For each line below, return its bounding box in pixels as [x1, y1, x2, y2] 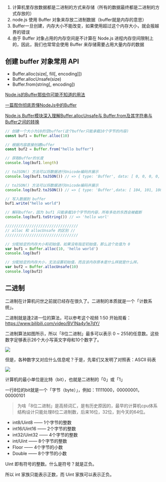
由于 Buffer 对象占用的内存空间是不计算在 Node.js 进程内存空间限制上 [12, 35, 154, 41]
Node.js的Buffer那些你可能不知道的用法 [5, 91, 85, 98]
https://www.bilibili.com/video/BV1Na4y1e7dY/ [5, 320, 100, 326]
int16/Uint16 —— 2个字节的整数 [12, 426, 76, 431]
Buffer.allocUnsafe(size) [12, 76, 62, 82]
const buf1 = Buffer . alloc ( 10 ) [5, 133, 70, 138]
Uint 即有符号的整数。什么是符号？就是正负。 [5, 461, 97, 467]
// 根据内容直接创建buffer [5, 142, 55, 147]
